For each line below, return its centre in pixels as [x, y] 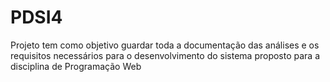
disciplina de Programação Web [76, 66]
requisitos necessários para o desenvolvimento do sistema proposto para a [165, 55]
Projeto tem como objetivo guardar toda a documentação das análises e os [165, 45]
